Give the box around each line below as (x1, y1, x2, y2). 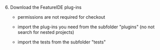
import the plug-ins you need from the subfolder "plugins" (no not (17, 24, 155, 30)
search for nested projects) (17, 29, 75, 35)
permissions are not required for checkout (17, 14, 105, 20)
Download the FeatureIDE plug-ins (10, 5, 82, 10)
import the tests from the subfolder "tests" (17, 39, 106, 45)
